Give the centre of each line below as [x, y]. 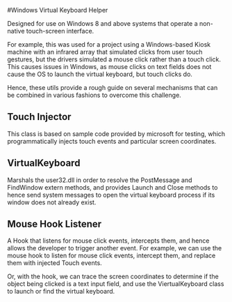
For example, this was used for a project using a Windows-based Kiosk [109, 44]
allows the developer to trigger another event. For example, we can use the [115, 248]
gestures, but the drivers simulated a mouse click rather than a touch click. [114, 59]
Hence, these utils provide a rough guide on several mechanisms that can [113, 88]
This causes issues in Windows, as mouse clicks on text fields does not [109, 67]
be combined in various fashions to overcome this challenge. [94, 95]
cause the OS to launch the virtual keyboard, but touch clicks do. [100, 74]
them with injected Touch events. [55, 263]
